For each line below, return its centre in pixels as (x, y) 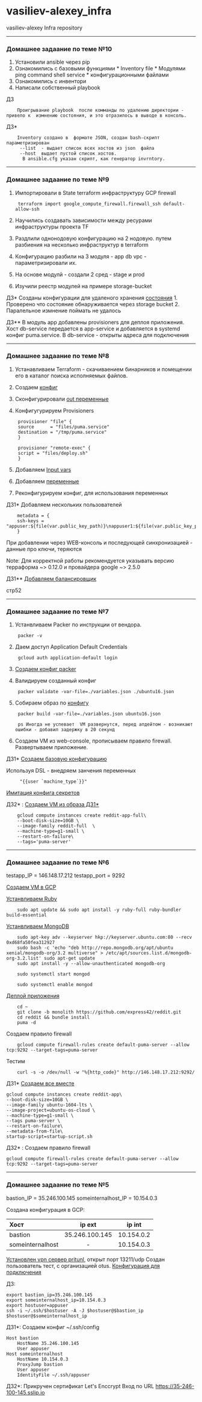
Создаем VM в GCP (31, 887)
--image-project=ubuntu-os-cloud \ (51, 1110)
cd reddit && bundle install (54, 1018)
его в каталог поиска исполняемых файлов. (71, 375)
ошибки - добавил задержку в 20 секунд (65, 730)
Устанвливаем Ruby (32, 899)
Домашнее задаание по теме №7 (58, 611)
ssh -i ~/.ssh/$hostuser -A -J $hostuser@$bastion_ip (75, 1311)
